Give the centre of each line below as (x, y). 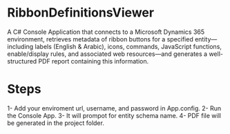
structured (22, 61)
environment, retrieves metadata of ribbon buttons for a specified (100, 39)
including (20, 46)
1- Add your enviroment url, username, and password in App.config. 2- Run (114, 108)
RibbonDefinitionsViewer (80, 13)
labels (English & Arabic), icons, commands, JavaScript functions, (128, 46)
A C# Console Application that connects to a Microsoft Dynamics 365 (106, 32)
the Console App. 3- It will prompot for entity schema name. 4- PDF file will (114, 115)
